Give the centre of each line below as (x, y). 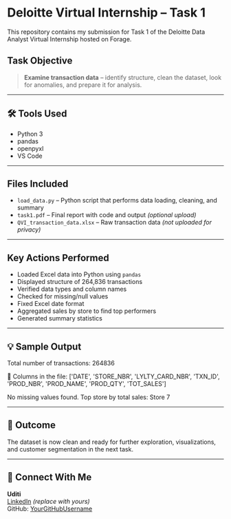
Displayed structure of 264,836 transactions (80, 282)
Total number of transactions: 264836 (61, 363)
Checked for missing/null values (63, 296)
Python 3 (30, 134)
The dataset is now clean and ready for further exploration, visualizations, (112, 442)
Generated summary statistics (60, 318)
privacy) (29, 230)
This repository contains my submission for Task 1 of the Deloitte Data (106, 32)
